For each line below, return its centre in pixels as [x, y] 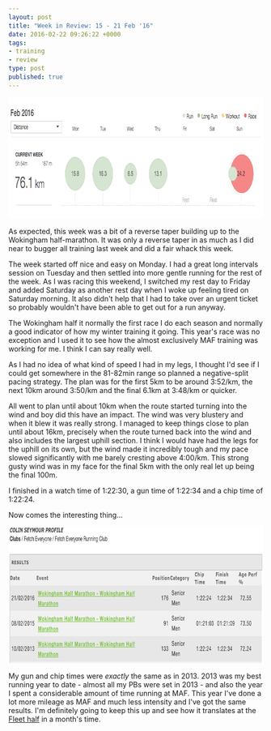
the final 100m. [33, 475]
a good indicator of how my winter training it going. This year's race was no [134, 331]
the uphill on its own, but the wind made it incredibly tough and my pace [129, 449]
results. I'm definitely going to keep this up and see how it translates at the [132, 710]
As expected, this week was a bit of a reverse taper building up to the [124, 231]
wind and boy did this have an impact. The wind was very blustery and [126, 414]
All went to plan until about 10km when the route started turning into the [128, 406]
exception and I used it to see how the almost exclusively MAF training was [133, 340]
